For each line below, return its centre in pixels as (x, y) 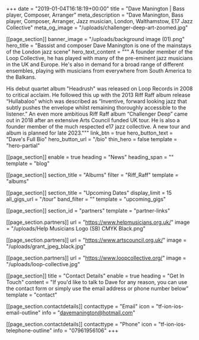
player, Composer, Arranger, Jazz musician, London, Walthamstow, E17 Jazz (99, 21)
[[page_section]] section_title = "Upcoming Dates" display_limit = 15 (89, 193)
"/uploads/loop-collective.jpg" (43, 264)
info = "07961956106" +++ (86, 330)
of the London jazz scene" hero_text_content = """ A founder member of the (99, 52)
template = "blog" (28, 163)
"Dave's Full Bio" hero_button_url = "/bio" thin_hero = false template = (92, 139)
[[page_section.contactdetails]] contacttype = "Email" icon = (80, 306)
